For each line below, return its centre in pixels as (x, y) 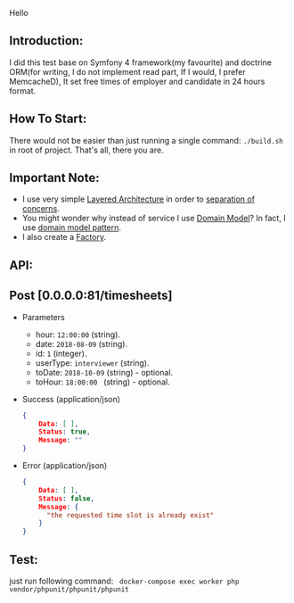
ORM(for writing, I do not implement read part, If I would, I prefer (128, 71)
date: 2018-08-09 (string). (82, 343)
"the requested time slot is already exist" (130, 515)
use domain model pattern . (72, 227)
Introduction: (46, 41)
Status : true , (65, 432)
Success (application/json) (71, 399)
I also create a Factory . (64, 237)
